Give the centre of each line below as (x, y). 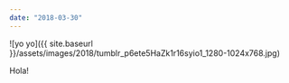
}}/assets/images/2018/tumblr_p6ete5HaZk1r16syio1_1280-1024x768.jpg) (145, 53)
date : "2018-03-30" (46, 18)
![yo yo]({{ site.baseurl (51, 43)
